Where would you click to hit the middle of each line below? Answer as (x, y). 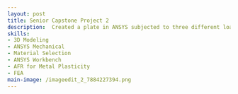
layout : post (27, 14)
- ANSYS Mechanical (36, 47)
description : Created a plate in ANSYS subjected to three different (114, 27)
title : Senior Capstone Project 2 (58, 20)
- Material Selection (39, 54)
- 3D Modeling (28, 40)
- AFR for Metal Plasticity (49, 66)
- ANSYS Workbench (34, 60)
